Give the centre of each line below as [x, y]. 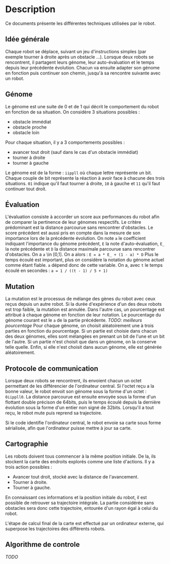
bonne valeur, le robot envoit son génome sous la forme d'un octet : [76, 391]
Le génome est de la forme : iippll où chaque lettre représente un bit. [79, 173]
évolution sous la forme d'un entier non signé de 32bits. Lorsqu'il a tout [80, 408]
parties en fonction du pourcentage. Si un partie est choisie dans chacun [81, 331]
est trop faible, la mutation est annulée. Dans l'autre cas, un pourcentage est [85, 309]
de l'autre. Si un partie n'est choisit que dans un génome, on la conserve [81, 342]
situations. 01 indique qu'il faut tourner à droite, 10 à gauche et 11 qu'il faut [83, 183]
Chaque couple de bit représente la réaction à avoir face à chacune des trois [85, 178]
